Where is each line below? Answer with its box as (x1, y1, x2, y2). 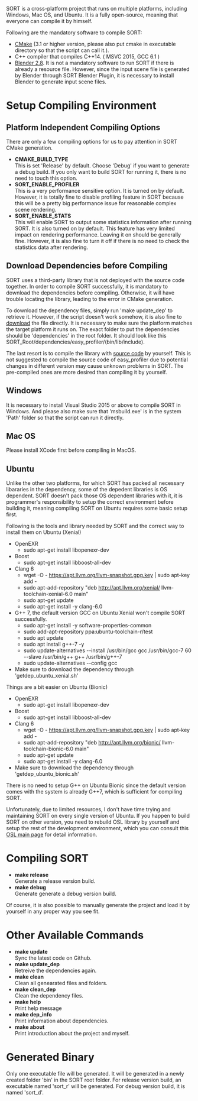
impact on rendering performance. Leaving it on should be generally (14, 231, 181, 238)
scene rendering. (14, 206, 57, 213)
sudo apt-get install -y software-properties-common (23, 622, 152, 629)
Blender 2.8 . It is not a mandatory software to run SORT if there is (14, 59, 174, 66)
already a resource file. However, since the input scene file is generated (14, 66, 190, 73)
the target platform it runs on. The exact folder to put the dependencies (6, 325, 180, 333)
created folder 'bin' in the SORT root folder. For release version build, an (6, 1076, 181, 1084)
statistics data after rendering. (14, 244, 89, 251)
